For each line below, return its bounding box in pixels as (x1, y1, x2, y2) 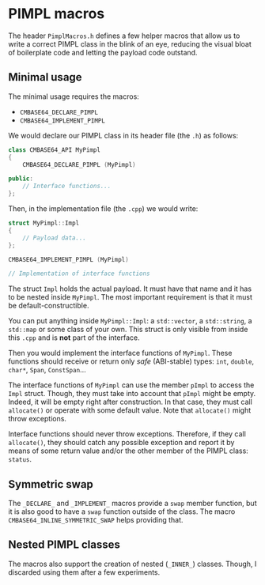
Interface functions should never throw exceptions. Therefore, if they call (8, 429, 247, 439)
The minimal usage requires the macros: (8, 92, 140, 101)
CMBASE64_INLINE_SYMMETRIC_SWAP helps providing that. (8, 515, 184, 525)
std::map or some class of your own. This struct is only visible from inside (8, 325, 248, 334)
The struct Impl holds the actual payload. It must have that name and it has (8, 284, 252, 293)
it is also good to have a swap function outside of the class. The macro (8, 507, 236, 516)
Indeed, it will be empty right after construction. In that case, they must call (8, 397, 253, 407)
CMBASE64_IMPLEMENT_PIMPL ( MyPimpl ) (8, 255, 129, 263)
